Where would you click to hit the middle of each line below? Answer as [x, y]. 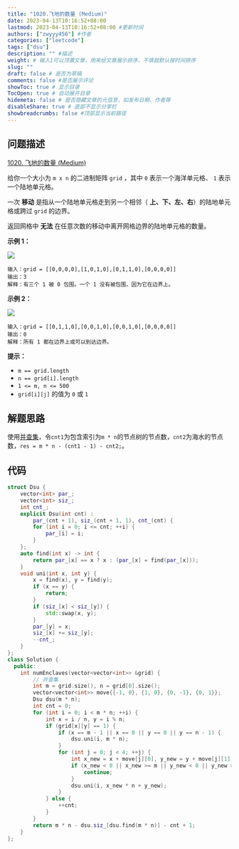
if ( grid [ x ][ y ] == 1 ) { [80, 726]
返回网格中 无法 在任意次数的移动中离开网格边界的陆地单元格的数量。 [109, 226]
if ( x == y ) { [54, 587]
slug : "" [20, 67]
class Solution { [33, 659]
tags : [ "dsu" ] [28, 47]
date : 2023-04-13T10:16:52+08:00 [57, 21]
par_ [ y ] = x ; [52, 627]
